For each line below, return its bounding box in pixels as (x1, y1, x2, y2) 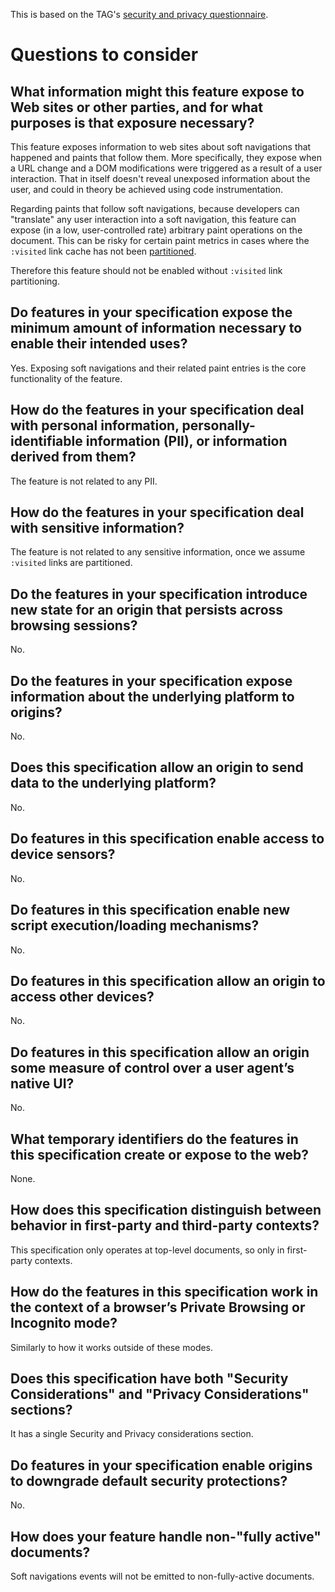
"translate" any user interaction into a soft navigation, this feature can (10, 214, 297, 225)
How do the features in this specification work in (10, 1284, 319, 1301)
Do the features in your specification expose (10, 672, 293, 689)
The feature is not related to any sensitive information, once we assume (10, 546, 306, 558)
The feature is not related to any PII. (10, 475, 158, 487)
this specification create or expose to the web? (10, 1146, 310, 1163)
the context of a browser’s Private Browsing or (10, 1299, 306, 1316)
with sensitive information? (10, 520, 185, 537)
